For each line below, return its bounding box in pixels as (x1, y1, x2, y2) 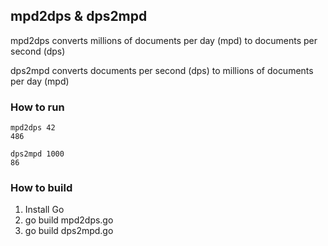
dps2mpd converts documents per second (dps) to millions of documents (10, 64, 314, 76)
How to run (10, 100, 65, 114)
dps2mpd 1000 (10, 149, 65, 159)
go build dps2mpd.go (24, 225, 114, 237)
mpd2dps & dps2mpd (10, 8, 148, 25)
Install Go (24, 204, 65, 216)
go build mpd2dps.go (24, 214, 114, 226)
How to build (10, 181, 73, 195)
